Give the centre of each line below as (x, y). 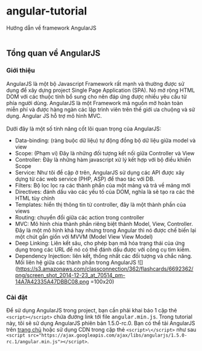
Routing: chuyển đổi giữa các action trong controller (80, 217)
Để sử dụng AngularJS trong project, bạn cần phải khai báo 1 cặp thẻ (92, 310)
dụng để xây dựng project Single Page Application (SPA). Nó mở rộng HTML (101, 90)
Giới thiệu (21, 71)
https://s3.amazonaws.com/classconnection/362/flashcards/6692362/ (106, 269)
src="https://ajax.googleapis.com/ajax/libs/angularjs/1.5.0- (108, 335)
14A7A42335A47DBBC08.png (52, 282)
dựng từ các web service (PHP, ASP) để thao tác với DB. (85, 179)
